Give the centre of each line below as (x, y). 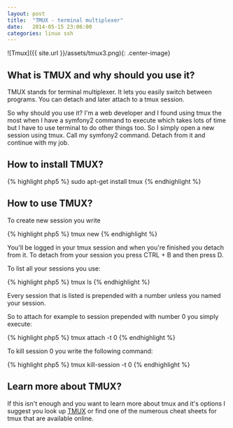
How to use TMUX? (50, 204)
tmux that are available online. (50, 418)
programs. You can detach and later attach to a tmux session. (96, 99)
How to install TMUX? (55, 165)
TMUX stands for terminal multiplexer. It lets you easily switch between (110, 92)
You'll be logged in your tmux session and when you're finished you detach (116, 247)
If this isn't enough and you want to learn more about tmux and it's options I (116, 404)
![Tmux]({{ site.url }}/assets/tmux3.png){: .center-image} (89, 53)
